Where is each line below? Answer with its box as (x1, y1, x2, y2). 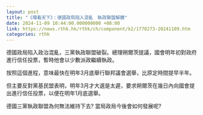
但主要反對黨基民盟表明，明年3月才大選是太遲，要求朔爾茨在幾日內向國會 (6, 82, 190, 90)
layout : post (6, 8, 39, 15)
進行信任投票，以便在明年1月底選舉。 (11, 90, 104, 97)
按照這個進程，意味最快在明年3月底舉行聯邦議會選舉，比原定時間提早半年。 (6, 69, 195, 76)
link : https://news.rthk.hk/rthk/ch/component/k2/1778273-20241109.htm (6, 25, 190, 32)
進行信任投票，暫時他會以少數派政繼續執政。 (6, 56, 118, 64)
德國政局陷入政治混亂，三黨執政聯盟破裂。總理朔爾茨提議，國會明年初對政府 (6, 49, 197, 56)
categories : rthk (6, 31, 50, 38)
